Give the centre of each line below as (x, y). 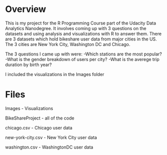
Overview (26, 9)
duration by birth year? (29, 64)
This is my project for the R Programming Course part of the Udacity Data (81, 23)
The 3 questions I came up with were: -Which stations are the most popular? (83, 54)
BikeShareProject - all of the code (40, 118)
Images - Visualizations (29, 108)
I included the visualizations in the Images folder (55, 74)
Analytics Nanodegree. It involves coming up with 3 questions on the (76, 28)
